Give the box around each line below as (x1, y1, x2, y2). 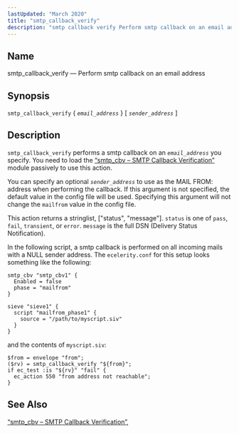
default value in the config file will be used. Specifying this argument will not (7, 192, 231, 200)
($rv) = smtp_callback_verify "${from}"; (7, 360, 132, 367)
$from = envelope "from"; (7, 354, 84, 361)
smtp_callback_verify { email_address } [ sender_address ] (7, 108, 178, 117)
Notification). (7, 229, 46, 238)
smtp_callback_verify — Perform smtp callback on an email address (7, 69, 206, 78)
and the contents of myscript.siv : (7, 340, 107, 349)
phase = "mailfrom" (14, 284, 72, 291)
